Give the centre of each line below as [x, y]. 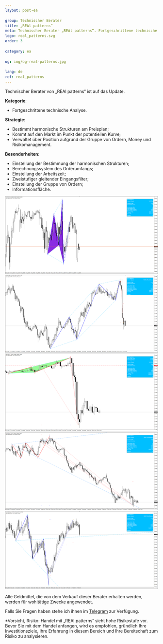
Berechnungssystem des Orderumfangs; [53, 169]
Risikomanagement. [32, 144]
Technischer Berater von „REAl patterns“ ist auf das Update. [65, 91]
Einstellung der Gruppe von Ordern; [48, 184]
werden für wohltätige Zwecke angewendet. [49, 602]
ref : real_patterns [25, 77]
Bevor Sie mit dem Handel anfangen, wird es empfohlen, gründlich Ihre [76, 626]
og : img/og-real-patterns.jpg [36, 62]
